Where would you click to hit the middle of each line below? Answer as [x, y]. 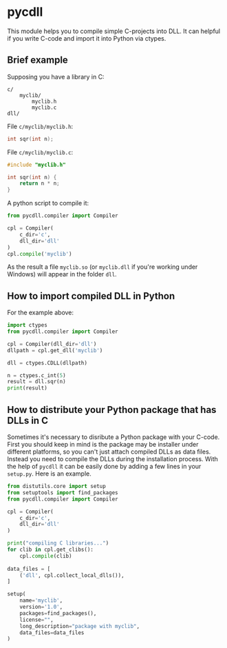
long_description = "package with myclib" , [79, 626]
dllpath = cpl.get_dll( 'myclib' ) [55, 350]
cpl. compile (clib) [46, 556]
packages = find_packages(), [58, 613]
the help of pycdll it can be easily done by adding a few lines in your [104, 466]
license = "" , [36, 620]
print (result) [28, 388]
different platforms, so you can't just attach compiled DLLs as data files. [109, 452]
